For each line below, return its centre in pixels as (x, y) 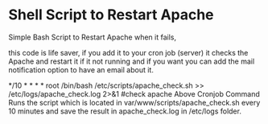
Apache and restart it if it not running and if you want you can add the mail (132, 61)
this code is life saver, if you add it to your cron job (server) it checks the (128, 52)
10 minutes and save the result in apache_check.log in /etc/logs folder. (125, 111)
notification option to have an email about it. (81, 69)
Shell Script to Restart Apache (111, 15)
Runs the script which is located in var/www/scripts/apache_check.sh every (134, 102)
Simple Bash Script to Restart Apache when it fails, (93, 37)
